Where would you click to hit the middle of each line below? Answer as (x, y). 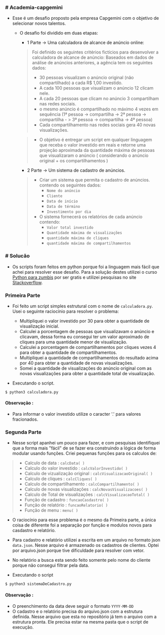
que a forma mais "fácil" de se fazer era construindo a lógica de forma (84, 448)
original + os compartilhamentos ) (74, 161)
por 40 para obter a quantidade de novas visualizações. (77, 363)
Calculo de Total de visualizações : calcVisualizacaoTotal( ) (87, 494)
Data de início (62, 201)
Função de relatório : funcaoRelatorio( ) (66, 505)
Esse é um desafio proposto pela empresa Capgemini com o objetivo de (85, 18)
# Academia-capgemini (34, 7)
